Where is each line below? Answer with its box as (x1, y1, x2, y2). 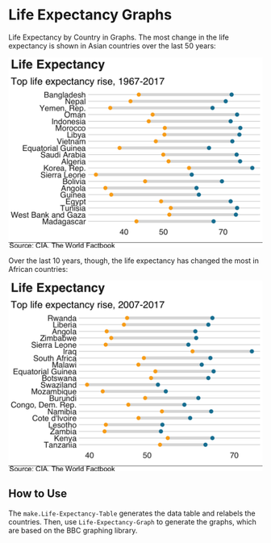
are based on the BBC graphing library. (8, 525, 138, 535)
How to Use (8, 487, 68, 501)
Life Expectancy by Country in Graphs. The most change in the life (8, 32, 230, 42)
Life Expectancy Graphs (8, 6, 172, 24)
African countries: (8, 264, 69, 274)
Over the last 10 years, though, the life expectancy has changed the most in (8, 256, 260, 265)
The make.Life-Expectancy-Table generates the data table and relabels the (8, 508, 256, 518)
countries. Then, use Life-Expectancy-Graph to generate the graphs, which (8, 516, 256, 526)
